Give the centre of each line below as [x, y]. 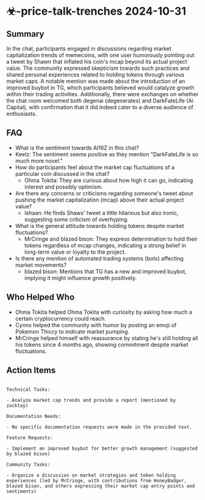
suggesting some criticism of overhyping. [77, 219]
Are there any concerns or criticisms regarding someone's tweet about [104, 193]
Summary [25, 34]
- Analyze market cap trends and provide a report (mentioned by [91, 400]
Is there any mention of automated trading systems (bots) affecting [99, 258]
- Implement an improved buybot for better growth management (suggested [102, 449]
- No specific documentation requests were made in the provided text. [99, 427]
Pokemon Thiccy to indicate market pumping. [72, 331]
